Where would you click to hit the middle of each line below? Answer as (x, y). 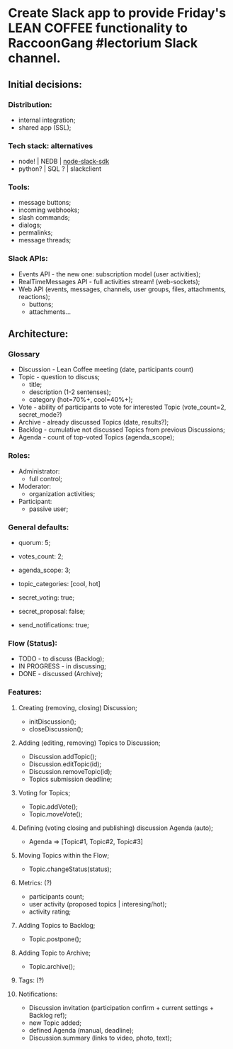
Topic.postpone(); (55, 939)
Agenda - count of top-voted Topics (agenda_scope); (96, 437)
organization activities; (62, 493)
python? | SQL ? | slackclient (60, 169)
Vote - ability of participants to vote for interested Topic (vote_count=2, (122, 407)
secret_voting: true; (46, 598)
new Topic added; (55, 1023)
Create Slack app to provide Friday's (117, 13)
